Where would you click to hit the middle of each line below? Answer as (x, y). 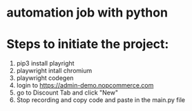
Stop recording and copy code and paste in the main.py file (101, 100)
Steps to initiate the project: (88, 44)
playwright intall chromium (54, 71)
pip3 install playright (45, 63)
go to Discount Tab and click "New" (67, 93)
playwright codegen (45, 78)
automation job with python (87, 13)
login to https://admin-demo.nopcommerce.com (85, 85)
